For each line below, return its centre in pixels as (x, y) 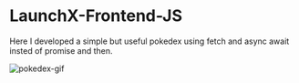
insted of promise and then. (61, 50)
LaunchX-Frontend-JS (96, 16)
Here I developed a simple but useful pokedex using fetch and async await (149, 41)
